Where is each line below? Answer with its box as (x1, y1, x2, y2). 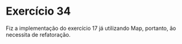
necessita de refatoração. (6, 31, 71, 38)
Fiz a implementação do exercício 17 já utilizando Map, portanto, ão (6, 24, 176, 32)
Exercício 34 (6, 4, 71, 18)
